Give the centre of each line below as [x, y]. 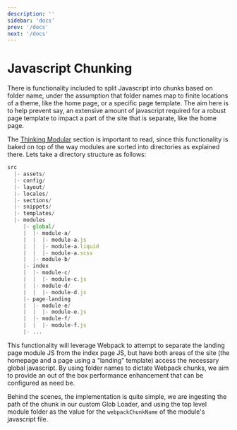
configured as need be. [41, 383]
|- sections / [33, 200]
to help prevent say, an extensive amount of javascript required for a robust [117, 111]
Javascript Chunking [70, 69]
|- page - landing [47, 299]
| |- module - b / [47, 260]
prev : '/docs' [28, 27]
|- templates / [34, 214]
